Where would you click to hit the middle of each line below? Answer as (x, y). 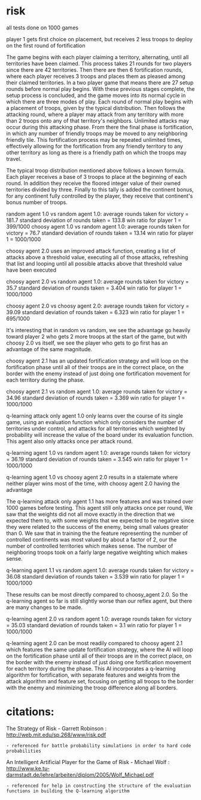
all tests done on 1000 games (42, 28)
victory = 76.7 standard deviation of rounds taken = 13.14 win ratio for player (100, 233)
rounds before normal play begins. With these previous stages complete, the (100, 89)
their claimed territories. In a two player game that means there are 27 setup (100, 83)
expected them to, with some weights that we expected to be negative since (100, 520)
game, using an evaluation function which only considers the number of (95, 422)
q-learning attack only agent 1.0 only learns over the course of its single (95, 416)
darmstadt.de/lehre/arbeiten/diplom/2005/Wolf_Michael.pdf (80, 775)
